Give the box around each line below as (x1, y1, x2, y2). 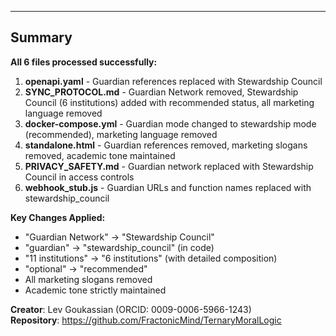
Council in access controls (24, 171, 135, 183)
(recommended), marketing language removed (24, 128, 218, 140)
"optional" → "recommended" (24, 262, 148, 275)
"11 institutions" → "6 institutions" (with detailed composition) (24, 252, 278, 264)
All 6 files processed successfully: (10, 56, 158, 68)
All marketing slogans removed (24, 273, 153, 285)
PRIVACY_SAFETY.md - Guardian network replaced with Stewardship (24, 160, 314, 172)
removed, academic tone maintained (24, 149, 176, 161)
